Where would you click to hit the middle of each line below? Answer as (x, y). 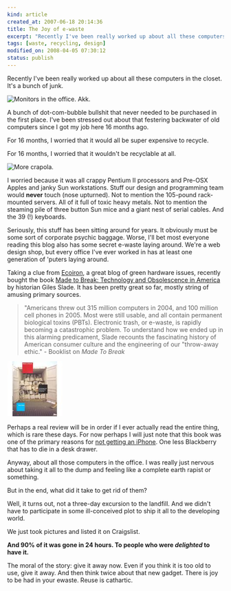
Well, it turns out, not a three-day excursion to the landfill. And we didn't (109, 503)
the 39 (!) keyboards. (37, 216)
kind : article (27, 14)
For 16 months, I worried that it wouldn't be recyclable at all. (92, 153)
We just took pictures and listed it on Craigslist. (74, 531)
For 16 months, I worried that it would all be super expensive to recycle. (108, 140)
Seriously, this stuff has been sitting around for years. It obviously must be (112, 230)
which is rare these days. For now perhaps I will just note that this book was (114, 434)
